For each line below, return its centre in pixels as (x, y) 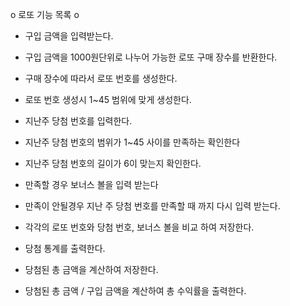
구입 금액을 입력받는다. (69, 36)
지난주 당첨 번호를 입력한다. (78, 121)
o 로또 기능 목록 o (45, 14)
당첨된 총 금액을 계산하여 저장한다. (91, 269)
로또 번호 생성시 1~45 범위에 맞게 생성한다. (108, 99)
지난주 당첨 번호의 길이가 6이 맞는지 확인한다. (113, 163)
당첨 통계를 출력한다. (65, 248)
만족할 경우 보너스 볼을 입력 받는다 (91, 184)
